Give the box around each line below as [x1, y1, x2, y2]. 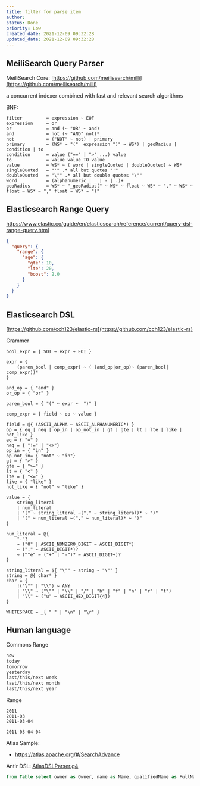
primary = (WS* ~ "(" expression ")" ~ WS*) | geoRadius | [6, 141, 177, 147]
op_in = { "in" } [6, 448, 49, 454]
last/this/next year [6, 686, 58, 692]
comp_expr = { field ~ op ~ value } [6, 411, 97, 417]
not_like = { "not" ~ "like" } [6, 484, 84, 490]
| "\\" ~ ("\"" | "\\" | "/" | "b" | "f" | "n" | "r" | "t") [17, 588, 171, 594]
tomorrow [6, 663, 28, 670]
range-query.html [6, 226, 49, 233]
